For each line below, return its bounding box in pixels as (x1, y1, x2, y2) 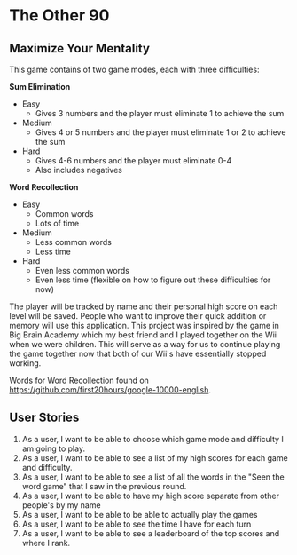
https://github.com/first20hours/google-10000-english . (9, 385, 211, 395)
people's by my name (21, 499, 101, 511)
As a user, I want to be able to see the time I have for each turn (21, 519, 252, 529)
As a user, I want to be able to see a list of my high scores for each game (21, 452, 288, 463)
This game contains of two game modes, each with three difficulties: (9, 64, 260, 75)
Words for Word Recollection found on (9, 375, 149, 385)
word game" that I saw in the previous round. (21, 480, 187, 491)
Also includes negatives (35, 165, 122, 175)
